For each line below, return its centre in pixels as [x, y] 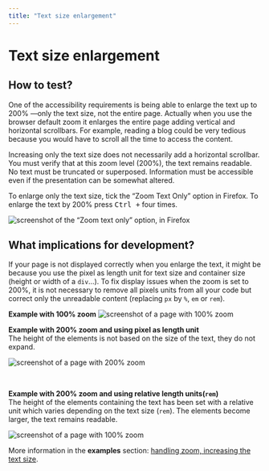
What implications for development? [102, 245]
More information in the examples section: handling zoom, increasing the [130, 451]
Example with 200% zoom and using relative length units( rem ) [114, 394]
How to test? [41, 85]
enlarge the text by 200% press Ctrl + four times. [93, 204]
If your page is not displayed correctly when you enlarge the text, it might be [134, 264]
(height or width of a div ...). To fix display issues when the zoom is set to [128, 282]
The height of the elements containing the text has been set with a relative [131, 403]
